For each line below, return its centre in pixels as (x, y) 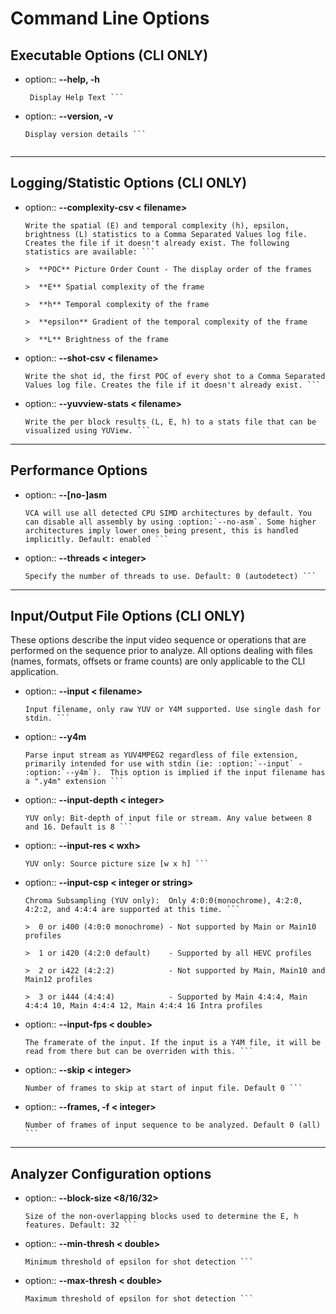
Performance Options (79, 470)
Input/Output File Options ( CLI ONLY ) (128, 616)
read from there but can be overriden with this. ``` (139, 1052)
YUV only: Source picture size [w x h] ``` (117, 864)
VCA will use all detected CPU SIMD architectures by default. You (168, 513)
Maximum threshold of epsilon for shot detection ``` (139, 1299)
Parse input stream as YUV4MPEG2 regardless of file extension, (161, 755)
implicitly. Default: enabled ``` (96, 539)
